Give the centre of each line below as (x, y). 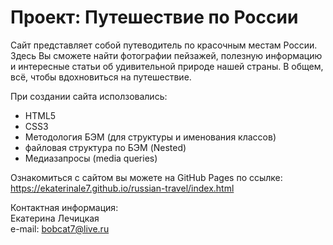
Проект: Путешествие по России (154, 17)
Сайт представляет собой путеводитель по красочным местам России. (164, 45)
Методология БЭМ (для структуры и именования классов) (150, 137)
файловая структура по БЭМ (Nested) (105, 147)
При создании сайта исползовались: (89, 96)
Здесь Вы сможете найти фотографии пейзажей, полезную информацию (166, 55)
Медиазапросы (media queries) (91, 158)
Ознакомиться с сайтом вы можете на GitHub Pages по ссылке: (146, 177)
